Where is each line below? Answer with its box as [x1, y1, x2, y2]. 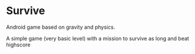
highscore [6, 41, 31, 48]
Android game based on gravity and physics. [6, 23, 115, 31]
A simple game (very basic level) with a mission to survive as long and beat [6, 35, 189, 42]
